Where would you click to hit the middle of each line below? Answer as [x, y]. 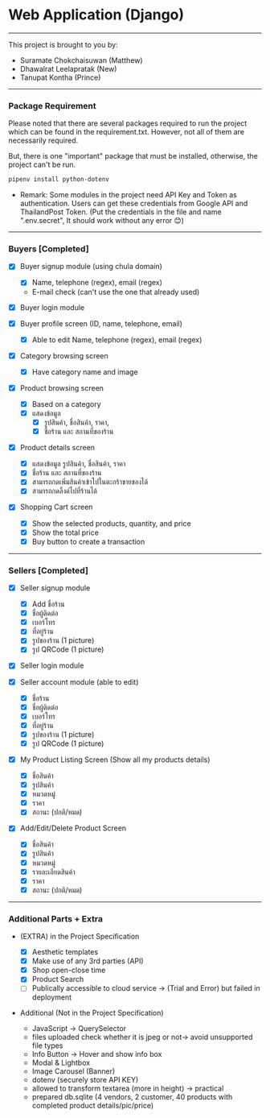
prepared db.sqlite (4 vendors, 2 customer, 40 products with [132, 1097]
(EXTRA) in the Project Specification [80, 937]
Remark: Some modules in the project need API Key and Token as [128, 195]
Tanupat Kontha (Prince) [60, 77]
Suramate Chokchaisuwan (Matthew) [81, 60]
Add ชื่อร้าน [49, 604]
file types [47, 1046]
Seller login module [52, 665]
